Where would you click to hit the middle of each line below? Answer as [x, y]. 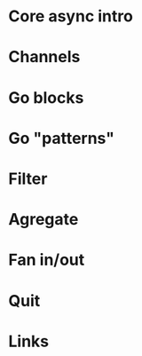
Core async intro [71, 16]
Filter [28, 178]
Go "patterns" [62, 138]
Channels [44, 57]
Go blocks [46, 97]
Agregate [43, 220]
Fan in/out [47, 260]
